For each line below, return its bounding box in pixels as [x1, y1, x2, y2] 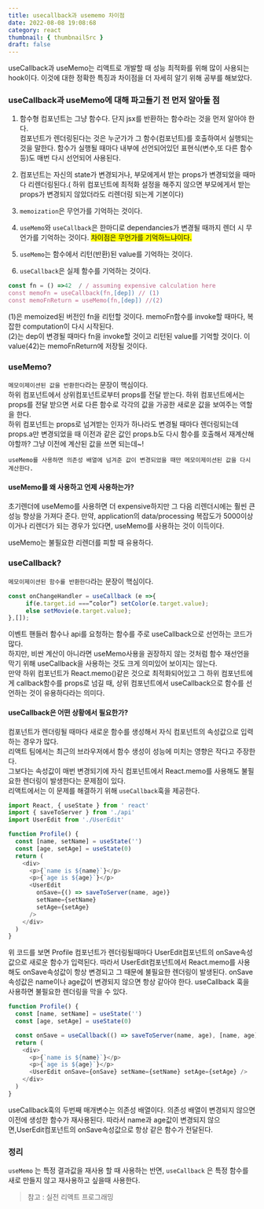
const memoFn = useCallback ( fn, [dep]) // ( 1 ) [8, 289, 159, 297]
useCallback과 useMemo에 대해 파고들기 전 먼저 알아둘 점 [8, 95, 220, 106]
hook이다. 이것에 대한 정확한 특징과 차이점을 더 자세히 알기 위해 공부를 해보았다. [8, 73, 253, 83]
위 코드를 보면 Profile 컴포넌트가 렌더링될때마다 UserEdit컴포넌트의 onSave [8, 948, 240, 957]
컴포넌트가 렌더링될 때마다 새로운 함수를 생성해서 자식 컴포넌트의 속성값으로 [8, 726, 240, 736]
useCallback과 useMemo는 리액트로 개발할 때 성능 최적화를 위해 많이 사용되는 [8, 64, 250, 73]
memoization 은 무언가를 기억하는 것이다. [19, 206, 143, 216]
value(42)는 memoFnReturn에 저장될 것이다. [8, 341, 148, 351]
